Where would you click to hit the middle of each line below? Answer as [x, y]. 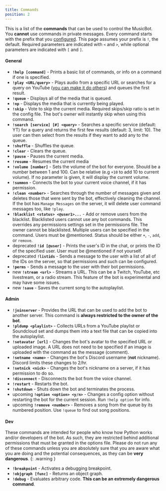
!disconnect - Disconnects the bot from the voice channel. [72, 378]
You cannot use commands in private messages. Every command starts [79, 34]
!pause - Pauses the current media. [48, 156]
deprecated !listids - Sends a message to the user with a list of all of [84, 256]
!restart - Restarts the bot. [40, 383]
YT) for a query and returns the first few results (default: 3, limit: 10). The [86, 130]
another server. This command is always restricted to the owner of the [85, 315]
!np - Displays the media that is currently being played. [68, 103]
